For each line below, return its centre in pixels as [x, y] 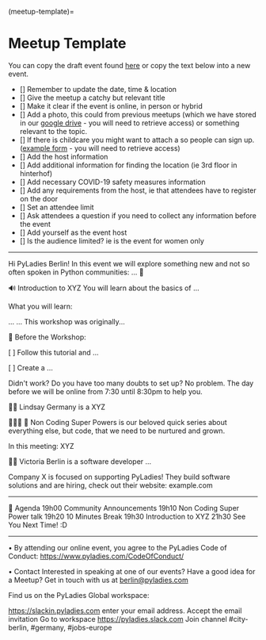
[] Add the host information [64, 156]
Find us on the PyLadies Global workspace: [79, 595]
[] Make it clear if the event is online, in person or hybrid [111, 105]
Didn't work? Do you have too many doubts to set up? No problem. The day [131, 383]
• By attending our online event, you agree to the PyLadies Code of [118, 547]
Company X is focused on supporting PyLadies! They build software [120, 477]
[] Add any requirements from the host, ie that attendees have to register [138, 190]
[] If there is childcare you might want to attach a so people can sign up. [137, 140]
